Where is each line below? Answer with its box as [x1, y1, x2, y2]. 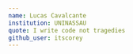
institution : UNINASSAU [8, 19, 87, 27]
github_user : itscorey [8, 33, 83, 42]
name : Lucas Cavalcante [8, 11, 87, 20]
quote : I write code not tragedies [8, 26, 126, 34]
